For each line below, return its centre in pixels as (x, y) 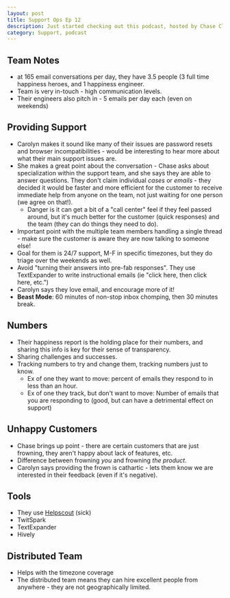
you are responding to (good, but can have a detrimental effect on (120, 400)
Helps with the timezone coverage (65, 573)
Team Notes (34, 60)
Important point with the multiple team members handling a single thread (119, 231)
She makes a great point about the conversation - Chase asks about (113, 166)
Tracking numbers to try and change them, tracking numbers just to (112, 364)
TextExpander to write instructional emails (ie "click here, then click (112, 275)
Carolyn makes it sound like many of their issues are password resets (115, 144)
